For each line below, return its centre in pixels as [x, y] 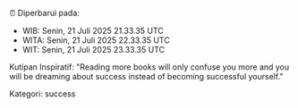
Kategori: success [43, 94]
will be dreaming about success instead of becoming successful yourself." [146, 76]
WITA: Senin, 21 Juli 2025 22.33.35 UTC [96, 40]
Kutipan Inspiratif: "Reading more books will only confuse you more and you [149, 67]
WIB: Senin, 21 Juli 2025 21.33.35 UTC [93, 31]
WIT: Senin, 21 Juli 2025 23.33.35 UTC [94, 50]
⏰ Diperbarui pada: [45, 13]
